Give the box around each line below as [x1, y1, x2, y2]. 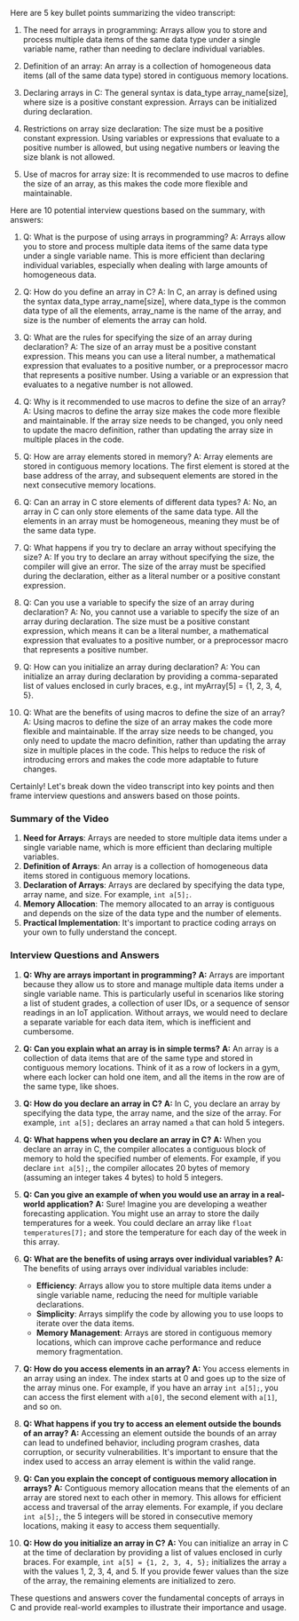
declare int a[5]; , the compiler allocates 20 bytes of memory [22, 1162, 251, 1173]
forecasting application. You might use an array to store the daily [22, 1207, 260, 1219]
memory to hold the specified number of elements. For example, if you [22, 1153, 281, 1164]
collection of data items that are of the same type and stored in [22, 1052, 254, 1064]
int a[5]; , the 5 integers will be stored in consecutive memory [22, 1511, 254, 1522]
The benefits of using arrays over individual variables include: [22, 1262, 249, 1273]
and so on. [22, 1401, 62, 1411]
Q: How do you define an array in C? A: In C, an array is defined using [22, 287, 278, 297]
